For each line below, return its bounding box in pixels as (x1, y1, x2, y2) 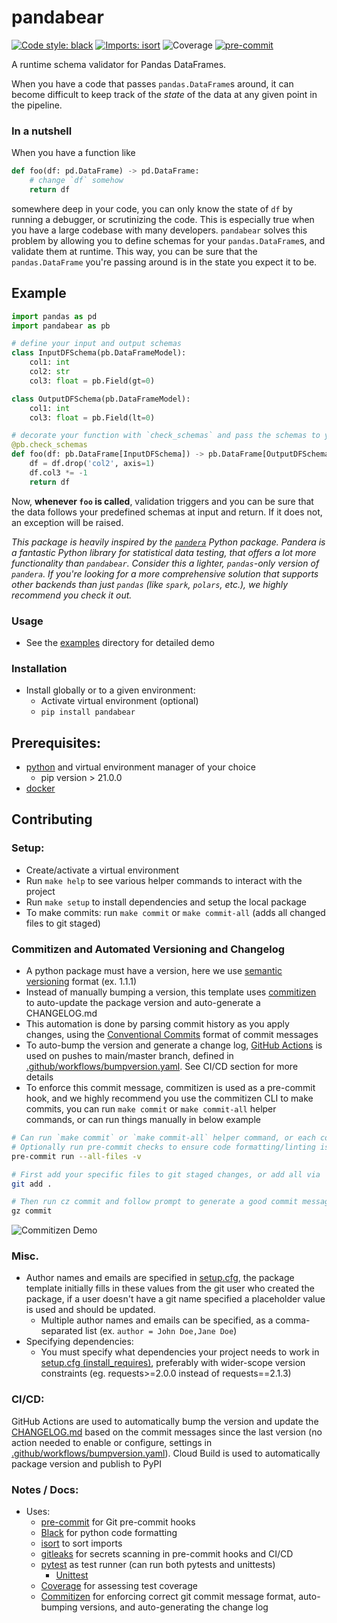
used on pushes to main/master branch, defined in (25, 1050, 234, 1062)
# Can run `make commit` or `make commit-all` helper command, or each (11, 1133, 316, 1143)
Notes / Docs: (11, 1482, 79, 1496)
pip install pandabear (40, 707, 136, 718)
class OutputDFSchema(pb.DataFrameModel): (11, 394, 191, 404)
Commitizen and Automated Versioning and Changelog (11, 942, 286, 956)
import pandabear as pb (11, 321, 111, 331)
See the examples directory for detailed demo (25, 636, 215, 648)
